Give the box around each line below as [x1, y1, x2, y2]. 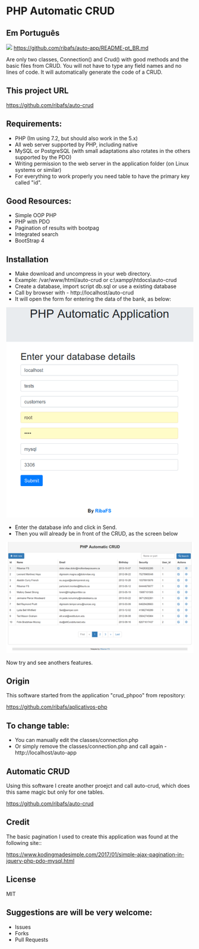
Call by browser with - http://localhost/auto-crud [14, 289, 134, 296]
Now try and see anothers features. [6, 659, 93, 666]
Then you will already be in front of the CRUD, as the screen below [14, 530, 178, 537]
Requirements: [6, 119, 62, 129]
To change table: [6, 721, 70, 731]
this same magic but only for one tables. [6, 788, 105, 795]
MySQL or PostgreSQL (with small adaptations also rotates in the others [14, 147, 191, 154]
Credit [6, 817, 30, 828]
